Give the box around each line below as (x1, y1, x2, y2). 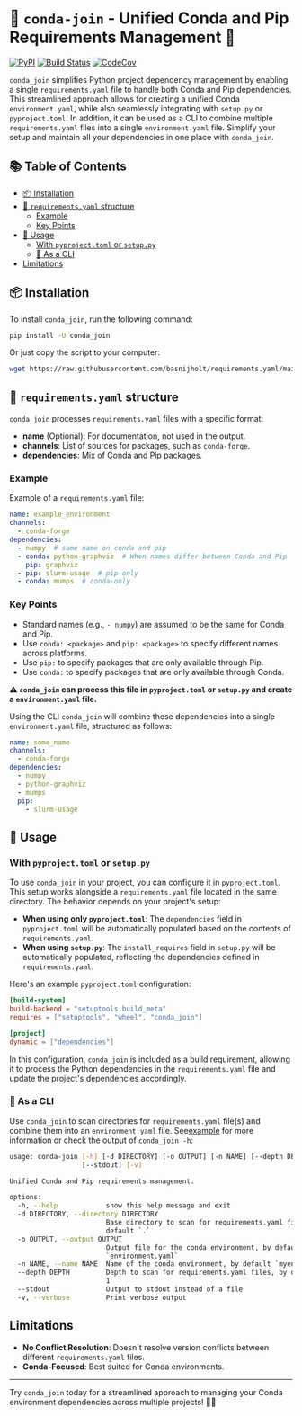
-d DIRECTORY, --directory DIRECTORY (17, 1209, 159, 1219)
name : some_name (9, 737, 70, 747)
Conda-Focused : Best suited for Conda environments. (22, 1361, 225, 1372)
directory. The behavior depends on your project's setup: (9, 896, 222, 907)
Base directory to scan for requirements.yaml (105, 1218, 283, 1227)
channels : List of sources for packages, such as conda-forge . (22, 441, 251, 451)
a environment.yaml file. (9, 693, 97, 704)
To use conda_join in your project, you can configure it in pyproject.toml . (9, 877, 281, 888)
